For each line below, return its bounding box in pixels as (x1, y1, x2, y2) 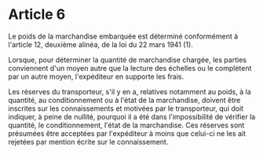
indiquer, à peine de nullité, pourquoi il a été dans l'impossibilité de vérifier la (8, 112, 256, 121)
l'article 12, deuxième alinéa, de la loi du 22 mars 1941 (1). (8, 39, 194, 49)
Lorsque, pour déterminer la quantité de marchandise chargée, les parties (8, 55, 247, 64)
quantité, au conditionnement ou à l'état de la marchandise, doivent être (8, 95, 241, 104)
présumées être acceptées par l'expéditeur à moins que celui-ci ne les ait (8, 128, 246, 138)
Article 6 (8, 5, 66, 24)
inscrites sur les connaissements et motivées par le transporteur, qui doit (8, 104, 244, 113)
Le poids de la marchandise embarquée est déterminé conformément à (8, 31, 239, 41)
